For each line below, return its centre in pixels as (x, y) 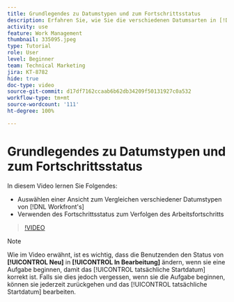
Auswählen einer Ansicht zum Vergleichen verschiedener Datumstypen (119, 199)
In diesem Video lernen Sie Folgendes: (62, 186)
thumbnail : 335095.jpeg (42, 40)
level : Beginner (31, 59)
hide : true (23, 78)
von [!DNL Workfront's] (51, 206)
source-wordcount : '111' (43, 105)
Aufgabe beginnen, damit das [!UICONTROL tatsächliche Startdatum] (106, 269)
